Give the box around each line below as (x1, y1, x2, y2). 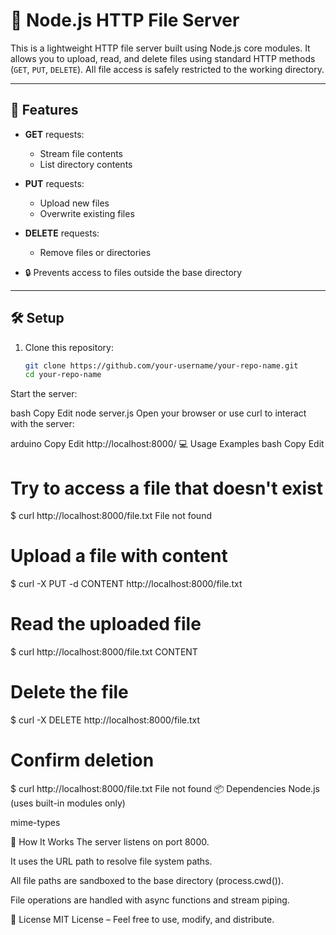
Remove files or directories (39, 246, 152, 258)
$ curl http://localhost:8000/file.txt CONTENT (10, 646, 198, 658)
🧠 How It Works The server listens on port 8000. (10, 836, 210, 848)
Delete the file (10, 681, 129, 704)
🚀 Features (10, 102, 79, 119)
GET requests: (24, 128, 85, 140)
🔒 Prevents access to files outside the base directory (24, 266, 243, 278)
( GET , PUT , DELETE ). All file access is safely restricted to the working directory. (10, 63, 325, 75)
